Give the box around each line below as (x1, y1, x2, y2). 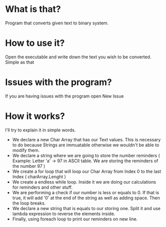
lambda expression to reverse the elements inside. (12, 211, 115, 217)
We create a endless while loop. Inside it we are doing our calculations (12, 179, 156, 185)
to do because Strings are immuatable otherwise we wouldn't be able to (12, 142, 160, 148)
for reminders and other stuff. (12, 184, 73, 190)
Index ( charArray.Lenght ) (12, 173, 66, 180)
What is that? (5, 3, 61, 15)
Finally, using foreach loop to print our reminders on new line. (12, 216, 138, 222)
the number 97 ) (12, 163, 46, 169)
